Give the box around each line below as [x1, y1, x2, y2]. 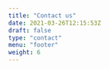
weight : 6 [8, 48, 41, 56]
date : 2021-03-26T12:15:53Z [8, 19, 102, 27]
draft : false [8, 26, 52, 34]
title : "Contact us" [8, 11, 77, 20]
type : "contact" [8, 33, 62, 42]
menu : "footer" [8, 41, 59, 49]
